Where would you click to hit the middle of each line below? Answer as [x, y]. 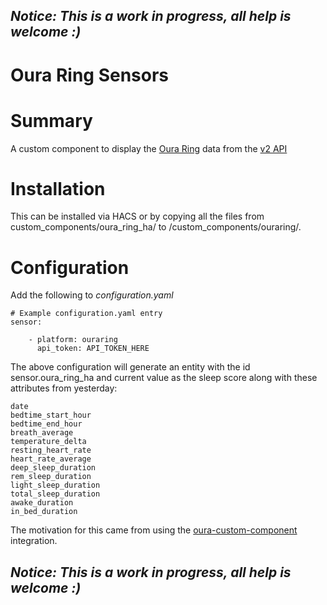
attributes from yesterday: [64, 388]
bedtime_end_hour [46, 424]
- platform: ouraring [73, 340]
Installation [58, 188]
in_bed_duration [44, 512]
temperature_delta [48, 442]
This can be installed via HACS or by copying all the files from [137, 216]
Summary [51, 120]
